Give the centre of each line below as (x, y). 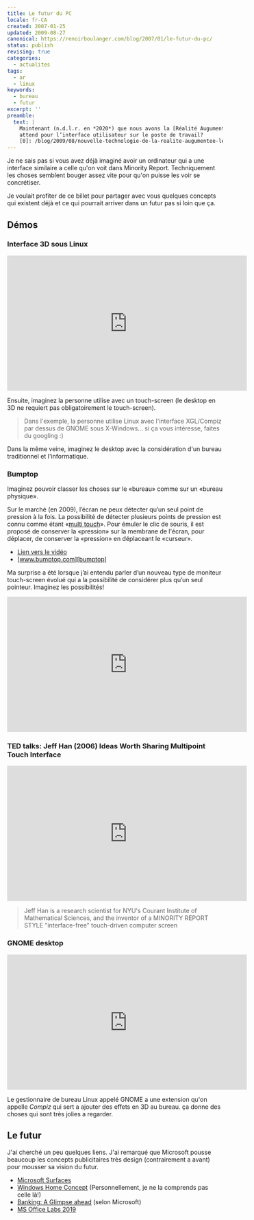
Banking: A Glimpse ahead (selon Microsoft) (79, 1201)
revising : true (29, 52)
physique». (23, 496)
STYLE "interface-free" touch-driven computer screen (101, 925)
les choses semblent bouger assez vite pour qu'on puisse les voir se (104, 175)
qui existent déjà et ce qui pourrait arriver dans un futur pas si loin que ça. (111, 203)
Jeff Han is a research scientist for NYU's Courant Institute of (110, 911)
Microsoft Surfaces (44, 1180)
